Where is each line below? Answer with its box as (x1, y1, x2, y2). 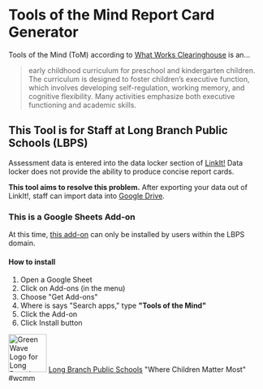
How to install (8, 257, 56, 266)
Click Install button (19, 318, 83, 328)
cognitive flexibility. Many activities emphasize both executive (28, 91, 235, 101)
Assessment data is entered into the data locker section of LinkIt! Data (8, 158, 244, 167)
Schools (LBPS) (8, 136, 88, 150)
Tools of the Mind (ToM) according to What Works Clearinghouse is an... (8, 50, 250, 59)
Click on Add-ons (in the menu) (19, 283, 126, 293)
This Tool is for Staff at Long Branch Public (8, 123, 229, 137)
